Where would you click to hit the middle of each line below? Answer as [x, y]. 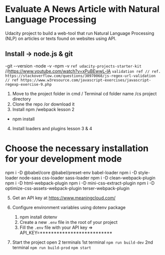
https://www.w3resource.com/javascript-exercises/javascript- [86, 80]
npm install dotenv [39, 217]
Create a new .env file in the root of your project [68, 222]
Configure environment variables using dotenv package [69, 207]
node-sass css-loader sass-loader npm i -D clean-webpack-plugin [87, 178]
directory [21, 99]
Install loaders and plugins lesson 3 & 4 [52, 128]
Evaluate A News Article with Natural [82, 9]
